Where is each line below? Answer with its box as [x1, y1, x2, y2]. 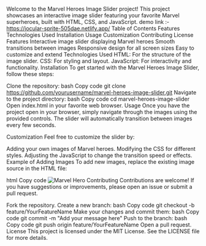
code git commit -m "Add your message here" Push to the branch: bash [6, 215, 188, 221]
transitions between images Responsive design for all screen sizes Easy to [6, 44, 194, 52]
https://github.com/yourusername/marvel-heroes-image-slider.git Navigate [6, 89, 197, 96]
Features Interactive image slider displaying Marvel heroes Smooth [6, 38, 175, 45]
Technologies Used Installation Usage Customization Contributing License [6, 31, 194, 39]
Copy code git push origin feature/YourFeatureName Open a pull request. [6, 221, 192, 228]
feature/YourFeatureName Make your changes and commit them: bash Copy [6, 208, 199, 215]
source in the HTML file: [6, 165, 67, 172]
